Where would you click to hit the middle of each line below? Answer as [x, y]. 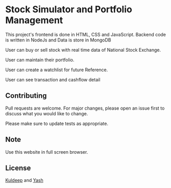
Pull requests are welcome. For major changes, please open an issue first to [85, 108]
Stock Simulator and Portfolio [69, 9]
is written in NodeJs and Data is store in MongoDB [58, 40]
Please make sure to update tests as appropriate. [57, 123]
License [18, 168]
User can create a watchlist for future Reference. [57, 70]
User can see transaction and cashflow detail [53, 79]
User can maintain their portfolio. [40, 59]
